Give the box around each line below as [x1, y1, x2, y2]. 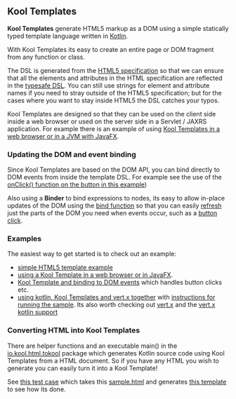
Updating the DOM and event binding [7, 149, 137, 159]
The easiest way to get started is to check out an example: [7, 250, 177, 258]
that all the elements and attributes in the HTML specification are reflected [7, 74, 223, 82]
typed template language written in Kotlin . [7, 32, 129, 40]
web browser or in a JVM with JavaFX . [7, 132, 119, 140]
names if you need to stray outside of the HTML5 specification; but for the [7, 88, 223, 97]
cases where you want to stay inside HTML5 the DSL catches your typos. [7, 96, 220, 104]
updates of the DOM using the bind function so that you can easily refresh [7, 201, 222, 210]
